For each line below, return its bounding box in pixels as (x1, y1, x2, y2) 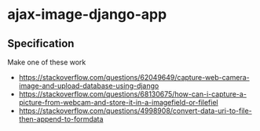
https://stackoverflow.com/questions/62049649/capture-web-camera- (18, 73, 250, 82)
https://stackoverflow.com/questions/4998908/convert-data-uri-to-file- (18, 106, 252, 115)
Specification (7, 37, 75, 50)
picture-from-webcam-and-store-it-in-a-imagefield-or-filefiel (18, 98, 218, 107)
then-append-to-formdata (18, 115, 104, 123)
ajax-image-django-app (7, 5, 167, 24)
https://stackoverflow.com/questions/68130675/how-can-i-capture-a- (18, 89, 247, 99)
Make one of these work (7, 57, 86, 67)
